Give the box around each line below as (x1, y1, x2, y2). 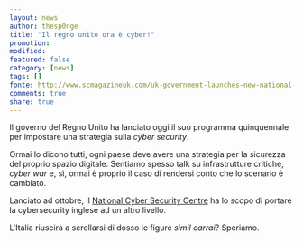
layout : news (9, 13, 59, 23)
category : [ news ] (9, 64, 75, 73)
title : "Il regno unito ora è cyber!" (9, 30, 155, 39)
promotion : (9, 38, 50, 48)
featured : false (9, 55, 70, 64)
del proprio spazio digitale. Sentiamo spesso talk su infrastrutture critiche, (9, 159, 284, 170)
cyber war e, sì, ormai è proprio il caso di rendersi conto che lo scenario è (9, 168, 284, 179)
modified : (9, 47, 47, 56)
